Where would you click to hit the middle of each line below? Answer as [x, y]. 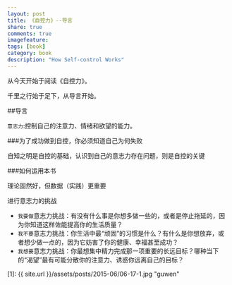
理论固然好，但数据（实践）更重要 [57, 186]
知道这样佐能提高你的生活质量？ [77, 224]
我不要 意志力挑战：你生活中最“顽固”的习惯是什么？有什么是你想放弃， [118, 233]
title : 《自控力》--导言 [40, 20]
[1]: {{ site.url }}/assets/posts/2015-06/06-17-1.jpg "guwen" [93, 274]
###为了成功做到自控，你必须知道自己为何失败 [75, 140]
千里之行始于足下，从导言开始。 [54, 95]
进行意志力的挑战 [32, 200]
